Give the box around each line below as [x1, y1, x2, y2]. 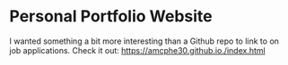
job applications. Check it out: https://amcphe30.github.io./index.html [9, 45, 266, 55]
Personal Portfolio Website [9, 6, 213, 27]
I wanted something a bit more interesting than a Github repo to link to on [9, 36, 280, 46]
